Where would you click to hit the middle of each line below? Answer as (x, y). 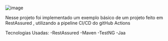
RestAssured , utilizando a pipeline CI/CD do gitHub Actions (68, 23)
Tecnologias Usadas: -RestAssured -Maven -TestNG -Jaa (65, 33)
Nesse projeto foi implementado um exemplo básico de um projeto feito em (84, 17)
